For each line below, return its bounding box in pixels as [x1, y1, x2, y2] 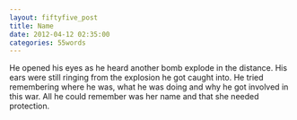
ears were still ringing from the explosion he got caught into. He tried [9, 73, 264, 83]
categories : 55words [9, 38, 87, 47]
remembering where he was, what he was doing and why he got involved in [9, 81, 289, 92]
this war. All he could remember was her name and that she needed [9, 91, 259, 102]
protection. [9, 100, 50, 112]
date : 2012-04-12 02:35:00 [9, 30, 110, 39]
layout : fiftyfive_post [9, 13, 99, 22]
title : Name [9, 21, 54, 30]
